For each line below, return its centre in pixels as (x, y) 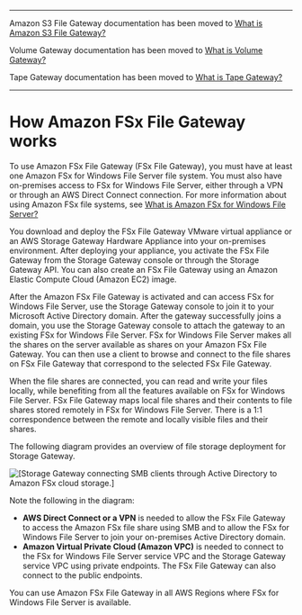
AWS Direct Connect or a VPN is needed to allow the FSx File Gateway (154, 518)
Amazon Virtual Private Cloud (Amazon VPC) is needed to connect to (153, 547)
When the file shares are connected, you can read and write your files (138, 381)
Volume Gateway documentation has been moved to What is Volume (136, 50)
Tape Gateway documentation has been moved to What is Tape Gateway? (146, 77)
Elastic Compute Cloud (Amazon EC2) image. (93, 279)
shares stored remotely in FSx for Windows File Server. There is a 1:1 (136, 410)
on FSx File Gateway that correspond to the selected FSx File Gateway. (141, 363)
